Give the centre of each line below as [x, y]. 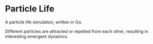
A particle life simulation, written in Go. [44, 22]
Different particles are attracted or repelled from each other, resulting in [77, 31]
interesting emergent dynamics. [37, 36]
